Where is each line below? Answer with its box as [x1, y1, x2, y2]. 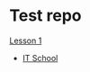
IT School [22, 52, 58, 63]
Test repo [9, 5, 82, 26]
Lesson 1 [9, 35, 42, 46]
